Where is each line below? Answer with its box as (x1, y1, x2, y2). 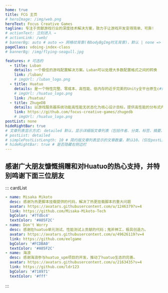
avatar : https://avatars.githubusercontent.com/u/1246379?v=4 (9, 204, 142, 209)
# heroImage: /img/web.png (5, 17, 61, 22)
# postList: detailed (5, 133, 50, 138)
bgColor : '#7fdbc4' (9, 213, 50, 218)
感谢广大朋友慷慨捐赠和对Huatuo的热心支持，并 (5, 162, 153, 170)
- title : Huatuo (9, 82, 43, 87)
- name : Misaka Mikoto (5, 194, 52, 199)
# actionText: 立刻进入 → (5, 31, 56, 36)
